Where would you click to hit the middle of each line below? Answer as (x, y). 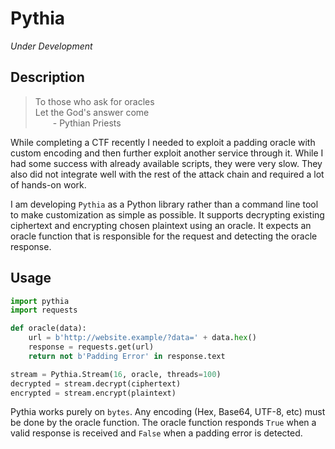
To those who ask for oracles (94, 101)
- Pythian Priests (87, 123)
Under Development (51, 46)
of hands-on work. (48, 184)
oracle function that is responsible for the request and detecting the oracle (164, 236)
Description (47, 77)
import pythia (40, 301)
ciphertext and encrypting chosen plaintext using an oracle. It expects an (161, 225)
